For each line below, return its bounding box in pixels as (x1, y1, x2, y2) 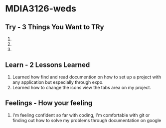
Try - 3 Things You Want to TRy (5, 23, 104, 31)
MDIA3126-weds (5, 3, 76, 14)
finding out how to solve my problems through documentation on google (12, 117, 162, 123)
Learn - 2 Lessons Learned (5, 61, 90, 69)
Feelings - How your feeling (5, 99, 93, 107)
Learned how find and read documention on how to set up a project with (12, 74, 161, 80)
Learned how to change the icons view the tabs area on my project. (12, 84, 151, 90)
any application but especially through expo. (12, 79, 104, 85)
